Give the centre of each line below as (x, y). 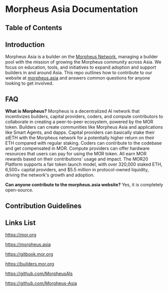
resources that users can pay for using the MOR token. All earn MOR (76, 154)
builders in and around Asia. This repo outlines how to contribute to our (79, 73)
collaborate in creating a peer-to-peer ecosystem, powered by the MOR (79, 122)
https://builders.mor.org (30, 264)
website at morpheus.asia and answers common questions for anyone (78, 78)
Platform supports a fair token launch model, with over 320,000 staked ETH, (84, 164)
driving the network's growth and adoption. (50, 175)
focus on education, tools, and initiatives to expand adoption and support (81, 67)
